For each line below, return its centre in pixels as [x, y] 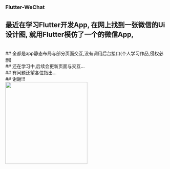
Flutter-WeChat [25, 7]
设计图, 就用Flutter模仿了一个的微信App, [70, 35]
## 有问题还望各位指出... [31, 72]
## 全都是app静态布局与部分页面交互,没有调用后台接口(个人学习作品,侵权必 [84, 53]
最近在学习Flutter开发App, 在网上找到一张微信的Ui [85, 25]
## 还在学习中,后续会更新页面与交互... [45, 66]
